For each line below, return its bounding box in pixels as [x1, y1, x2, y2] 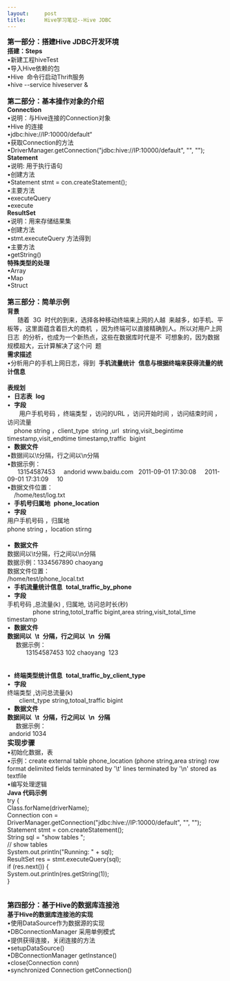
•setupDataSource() [7, 944, 65, 952]
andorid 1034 [8, 729, 47, 737]
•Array [7, 266, 26, 275]
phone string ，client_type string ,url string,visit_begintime [13, 426, 184, 435]
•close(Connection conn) [7, 958, 79, 967]
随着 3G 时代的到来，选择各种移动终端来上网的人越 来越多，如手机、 [17, 315, 218, 324]
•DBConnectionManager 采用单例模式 [7, 927, 115, 935]
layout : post [7, 10, 57, 17]
